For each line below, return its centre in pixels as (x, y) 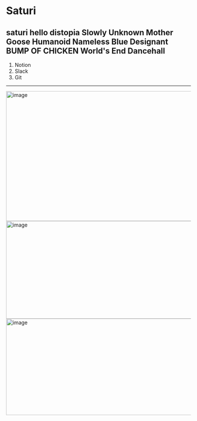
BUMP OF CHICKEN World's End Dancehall (86, 51)
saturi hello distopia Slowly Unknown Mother (90, 33)
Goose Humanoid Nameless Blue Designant (87, 41)
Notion (23, 65)
